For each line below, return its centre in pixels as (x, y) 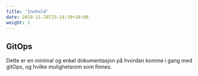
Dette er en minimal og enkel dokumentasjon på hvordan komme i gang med (99, 61)
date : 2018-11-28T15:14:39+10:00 (47, 17)
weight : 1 (18, 22)
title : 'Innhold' (28, 11)
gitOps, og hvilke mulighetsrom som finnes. (59, 67)
